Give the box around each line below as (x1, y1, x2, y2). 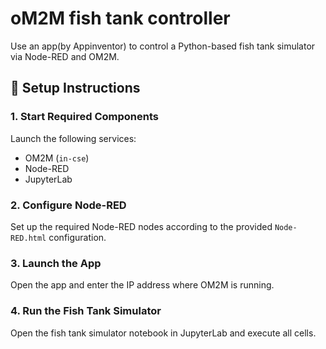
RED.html (10, 233, 47, 243)
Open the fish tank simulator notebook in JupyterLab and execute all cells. (10, 327, 317, 339)
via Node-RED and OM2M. (10, 50, 120, 62)
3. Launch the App (10, 256, 102, 270)
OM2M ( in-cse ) (24, 152, 90, 164)
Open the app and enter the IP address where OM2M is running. (10, 279, 275, 291)
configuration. (48, 231, 107, 243)
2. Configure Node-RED (10, 198, 127, 212)
